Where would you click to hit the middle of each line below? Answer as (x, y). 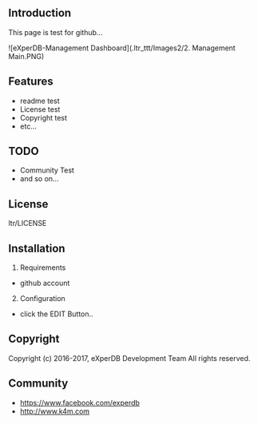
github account (45, 283)
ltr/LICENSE (28, 224)
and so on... (39, 179)
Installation (37, 248)
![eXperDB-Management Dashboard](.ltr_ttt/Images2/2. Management (122, 48)
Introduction (40, 13)
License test (40, 109)
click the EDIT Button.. (56, 314)
